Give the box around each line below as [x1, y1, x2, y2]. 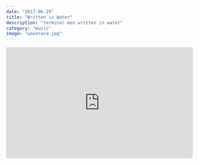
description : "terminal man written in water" [6, 20, 123, 25]
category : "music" [6, 25, 52, 31]
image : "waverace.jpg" [6, 31, 62, 37]
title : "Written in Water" [6, 14, 73, 20]
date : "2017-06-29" [6, 8, 54, 15]
